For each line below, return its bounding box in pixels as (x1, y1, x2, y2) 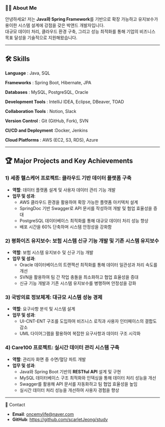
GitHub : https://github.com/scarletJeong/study (12, 416, 108, 422)
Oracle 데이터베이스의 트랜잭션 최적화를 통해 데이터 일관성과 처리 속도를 (19, 262, 158, 268)
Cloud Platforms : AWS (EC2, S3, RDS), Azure (5, 137, 98, 143)
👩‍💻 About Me (5, 4, 37, 11)
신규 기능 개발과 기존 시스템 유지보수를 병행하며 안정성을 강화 (19, 281, 137, 286)
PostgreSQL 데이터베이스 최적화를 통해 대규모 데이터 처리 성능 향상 (19, 217, 149, 223)
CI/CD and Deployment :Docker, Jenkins (5, 128, 88, 134)
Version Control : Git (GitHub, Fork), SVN (5, 118, 88, 124)
